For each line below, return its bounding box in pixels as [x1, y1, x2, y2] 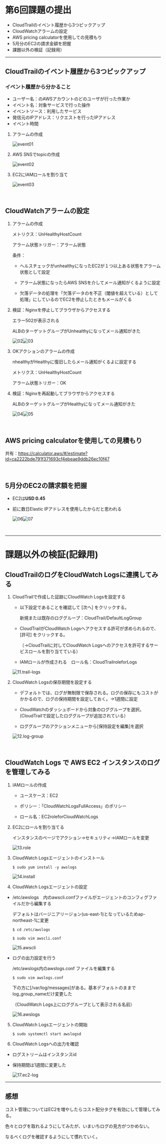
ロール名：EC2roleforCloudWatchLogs [19, 813, 99, 820]
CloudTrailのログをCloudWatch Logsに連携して [5, 570, 152, 579]
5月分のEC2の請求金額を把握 [12, 40, 72, 46]
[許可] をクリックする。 [19, 632, 68, 638]
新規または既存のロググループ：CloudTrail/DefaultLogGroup [19, 615, 142, 621]
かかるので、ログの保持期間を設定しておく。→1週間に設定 [19, 696, 138, 702]
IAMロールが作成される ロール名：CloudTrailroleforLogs [19, 659, 137, 665]
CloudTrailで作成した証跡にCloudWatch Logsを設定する [12, 594, 126, 600]
